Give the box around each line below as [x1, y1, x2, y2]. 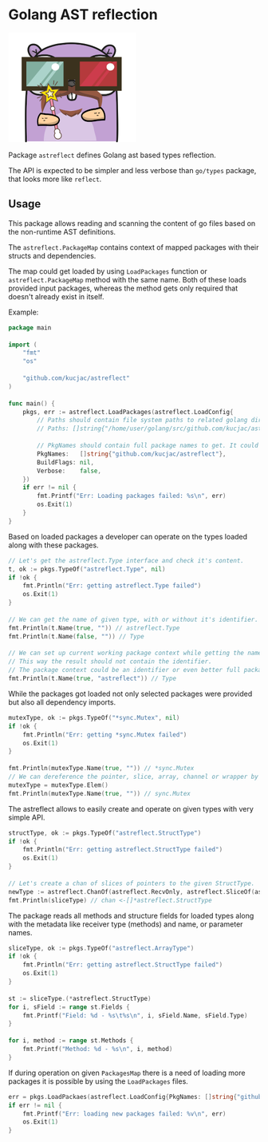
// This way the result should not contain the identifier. [8, 658, 213, 666]
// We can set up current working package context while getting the [8, 649, 245, 658]
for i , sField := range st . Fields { [8, 1003, 130, 1011]
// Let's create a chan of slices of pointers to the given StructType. [8, 879, 255, 887]
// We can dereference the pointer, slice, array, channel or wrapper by [8, 773, 259, 780]
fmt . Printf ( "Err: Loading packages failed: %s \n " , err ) [37, 492, 227, 500]
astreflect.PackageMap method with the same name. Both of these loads [8, 275, 247, 284]
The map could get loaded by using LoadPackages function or [8, 266, 207, 276]
